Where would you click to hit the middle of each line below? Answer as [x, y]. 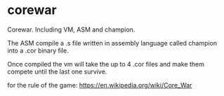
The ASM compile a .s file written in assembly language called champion [112, 43]
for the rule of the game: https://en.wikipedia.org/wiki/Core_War [100, 85]
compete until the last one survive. [57, 71]
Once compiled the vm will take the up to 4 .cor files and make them [106, 64]
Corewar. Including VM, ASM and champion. [71, 29]
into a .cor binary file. [38, 50]
